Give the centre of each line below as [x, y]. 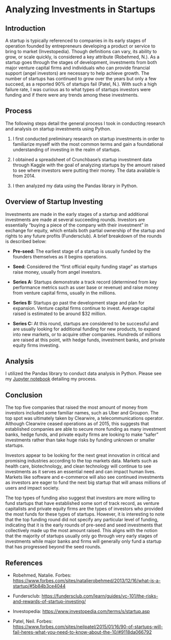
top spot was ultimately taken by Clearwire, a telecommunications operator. [85, 418]
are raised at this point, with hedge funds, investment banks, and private [89, 340]
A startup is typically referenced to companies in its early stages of [76, 40]
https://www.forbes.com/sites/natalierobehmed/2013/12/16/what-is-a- [87, 581]
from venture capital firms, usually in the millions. [64, 293]
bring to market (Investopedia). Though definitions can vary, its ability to [81, 51]
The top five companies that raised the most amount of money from [77, 407]
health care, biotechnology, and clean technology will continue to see [78, 466]
